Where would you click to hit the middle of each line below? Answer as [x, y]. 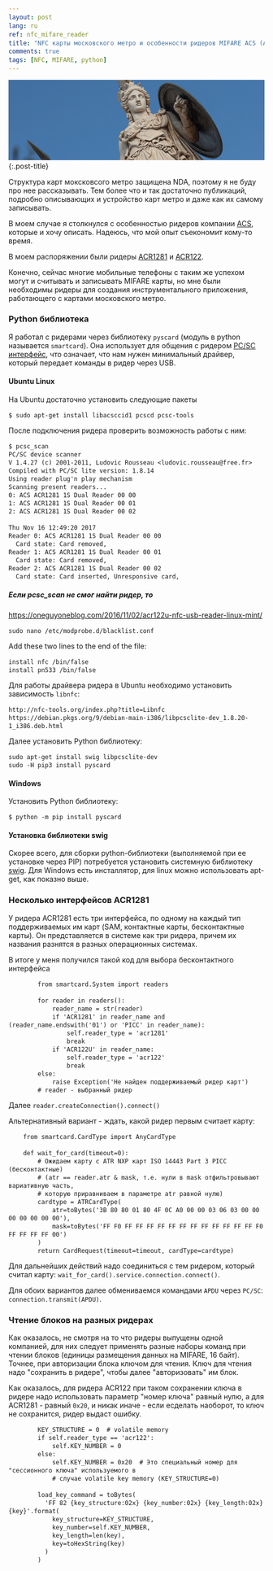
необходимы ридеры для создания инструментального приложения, [128, 290]
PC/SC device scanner [45, 455]
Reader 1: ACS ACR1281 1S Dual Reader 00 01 [85, 552]
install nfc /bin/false [49, 662]
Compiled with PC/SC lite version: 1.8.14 [81, 471]
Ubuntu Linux [32, 382]
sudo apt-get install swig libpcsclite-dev [83, 757]
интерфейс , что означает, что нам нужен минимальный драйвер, [122, 354]
